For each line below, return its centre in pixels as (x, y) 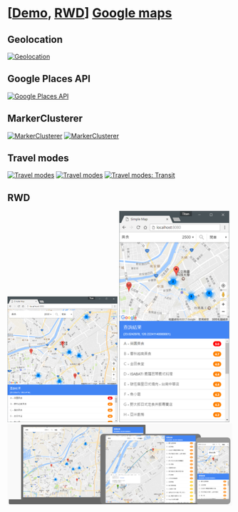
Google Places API (49, 79)
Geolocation (35, 40)
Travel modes (38, 158)
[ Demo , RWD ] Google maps (90, 13)
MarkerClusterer (45, 119)
